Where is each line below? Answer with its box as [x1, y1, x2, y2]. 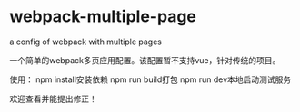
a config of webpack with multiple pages [9, 36, 162, 47]
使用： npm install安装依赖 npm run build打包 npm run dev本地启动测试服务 [9, 74, 292, 85]
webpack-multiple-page [9, 6, 197, 27]
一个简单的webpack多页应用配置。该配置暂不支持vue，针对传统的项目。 [9, 54, 281, 65]
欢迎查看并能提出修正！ [9, 93, 97, 104]
